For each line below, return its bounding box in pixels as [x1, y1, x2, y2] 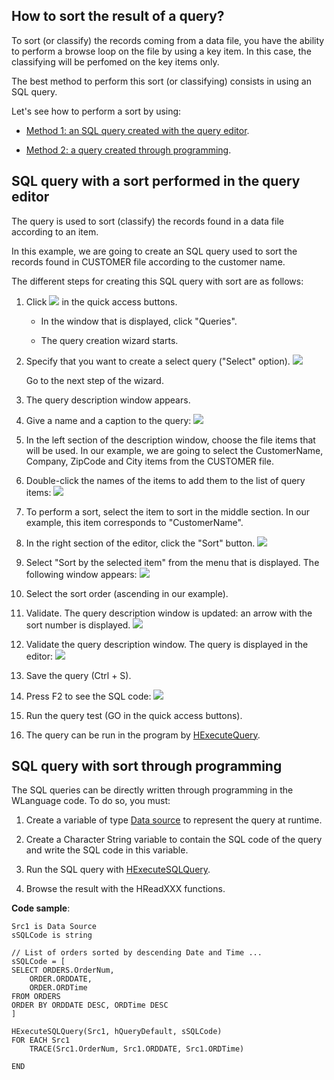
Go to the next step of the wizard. [25, 374, 164, 386]
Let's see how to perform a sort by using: [11, 105, 182, 117]
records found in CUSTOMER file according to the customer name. [11, 255, 286, 268]
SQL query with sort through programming [11, 758, 283, 775]
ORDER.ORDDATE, [29, 974, 93, 984]
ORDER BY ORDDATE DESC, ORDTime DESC [11, 1000, 169, 1011]
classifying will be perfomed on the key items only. [11, 55, 220, 68]
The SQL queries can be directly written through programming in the [11, 784, 294, 796]
